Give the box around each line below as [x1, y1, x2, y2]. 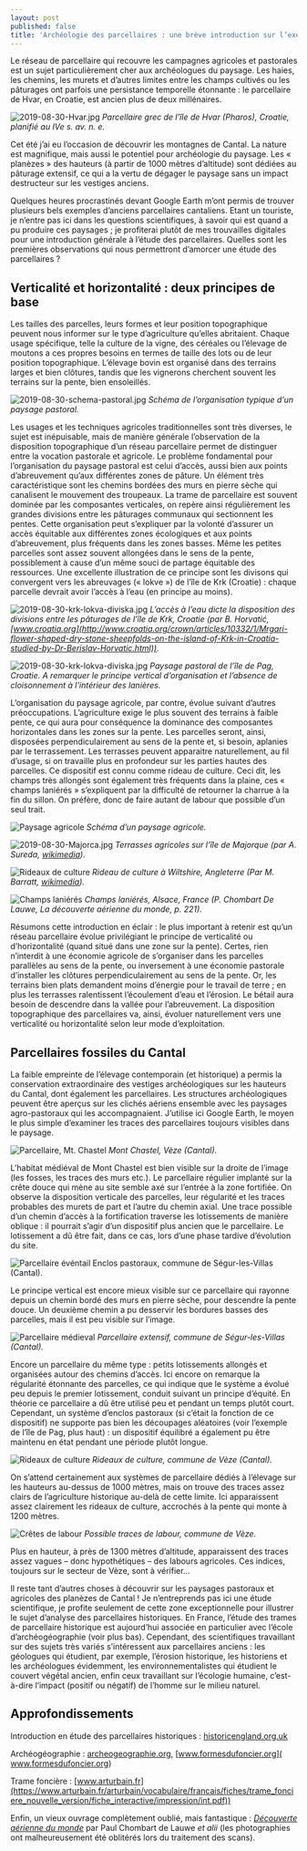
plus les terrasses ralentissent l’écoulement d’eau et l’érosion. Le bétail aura [10, 989, 294, 1000]
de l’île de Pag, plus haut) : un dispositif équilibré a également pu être [10, 1427, 271, 1437]
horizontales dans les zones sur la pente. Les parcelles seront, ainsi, [10, 727, 267, 738]
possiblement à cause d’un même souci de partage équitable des [10, 557, 256, 568]
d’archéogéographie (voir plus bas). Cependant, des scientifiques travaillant [10, 1631, 295, 1642]
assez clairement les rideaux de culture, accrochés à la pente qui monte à [10, 1501, 288, 1512]
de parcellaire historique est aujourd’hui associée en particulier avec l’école [10, 1622, 293, 1632]
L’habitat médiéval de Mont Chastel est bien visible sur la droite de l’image [10, 1163, 290, 1173]
